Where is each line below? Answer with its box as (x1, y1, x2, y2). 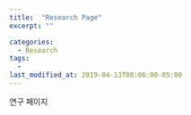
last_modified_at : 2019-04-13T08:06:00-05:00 (9, 70, 182, 80)
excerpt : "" (9, 21, 54, 30)
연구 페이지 (9, 95, 48, 107)
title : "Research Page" (9, 12, 102, 22)
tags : (9, 54, 30, 63)
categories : (9, 37, 54, 46)
